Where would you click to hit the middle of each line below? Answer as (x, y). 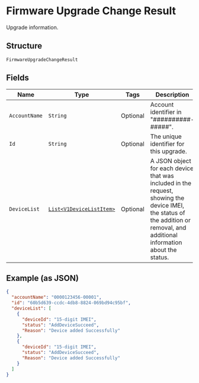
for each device (172, 168)
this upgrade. (168, 151)
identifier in (166, 112)
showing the (167, 198)
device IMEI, (167, 205)
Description (172, 94)
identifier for (167, 143)
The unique (166, 136)
